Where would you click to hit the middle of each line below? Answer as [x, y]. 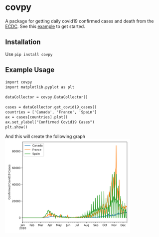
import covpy [19, 82]
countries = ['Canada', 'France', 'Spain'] [51, 112]
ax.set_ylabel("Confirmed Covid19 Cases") [50, 122]
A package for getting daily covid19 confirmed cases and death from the [79, 21]
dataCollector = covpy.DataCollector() [47, 97]
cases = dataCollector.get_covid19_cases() [51, 107]
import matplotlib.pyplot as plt [40, 87]
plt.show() [16, 127]
